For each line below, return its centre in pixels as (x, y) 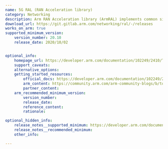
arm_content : (37, 84)
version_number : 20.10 (38, 38)
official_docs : (39, 79)
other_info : (26, 134)
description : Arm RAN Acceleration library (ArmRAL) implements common (81, 19)
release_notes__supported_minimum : (51, 125)
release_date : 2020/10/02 (41, 42)
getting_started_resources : (43, 74)
